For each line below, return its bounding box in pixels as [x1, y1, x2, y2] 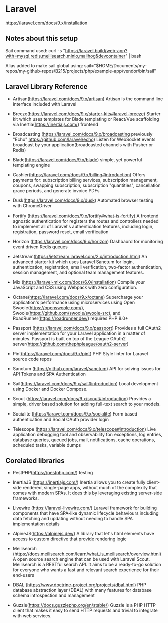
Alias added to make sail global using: [5, 62, 83, 68]
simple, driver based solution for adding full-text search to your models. [12, 401, 161, 407]
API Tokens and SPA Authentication [12, 371, 86, 377]
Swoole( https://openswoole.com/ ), [12, 304, 85, 311]
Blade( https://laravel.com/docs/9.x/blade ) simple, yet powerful [12, 156, 142, 163]
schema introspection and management [12, 592, 95, 599]
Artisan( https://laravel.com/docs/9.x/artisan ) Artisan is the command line [12, 96, 163, 102]
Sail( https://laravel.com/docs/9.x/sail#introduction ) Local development [12, 380, 159, 386]
